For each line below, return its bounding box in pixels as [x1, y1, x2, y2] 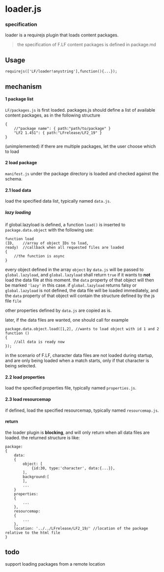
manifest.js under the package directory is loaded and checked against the [5, 171, 159, 177]
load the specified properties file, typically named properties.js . [5, 385, 137, 391]
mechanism [5, 82, 42, 90]
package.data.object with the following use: [5, 227, 94, 233]
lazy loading [5, 209, 31, 215]
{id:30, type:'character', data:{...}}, [31, 466, 115, 471]
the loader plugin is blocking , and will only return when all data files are [5, 429, 150, 435]
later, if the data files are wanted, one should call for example [5, 317, 129, 323]
